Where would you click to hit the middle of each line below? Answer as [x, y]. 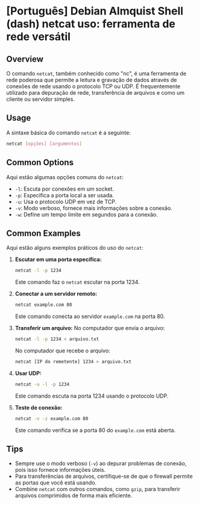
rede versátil [39, 37]
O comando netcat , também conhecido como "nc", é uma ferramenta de [96, 73]
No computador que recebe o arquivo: [62, 351]
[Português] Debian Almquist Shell [95, 11]
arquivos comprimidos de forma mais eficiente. [74, 495]
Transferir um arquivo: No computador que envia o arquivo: [90, 328]
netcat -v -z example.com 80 [52, 418]
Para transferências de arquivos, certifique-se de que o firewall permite [104, 476]
